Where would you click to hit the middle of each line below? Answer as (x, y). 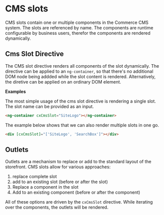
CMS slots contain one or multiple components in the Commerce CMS (77, 22)
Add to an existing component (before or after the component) (76, 193)
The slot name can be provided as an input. (50, 106)
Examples (16, 91)
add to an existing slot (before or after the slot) (60, 182)
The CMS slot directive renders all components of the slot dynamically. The (82, 66)
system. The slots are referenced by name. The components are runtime (79, 27)
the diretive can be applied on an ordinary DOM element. (63, 82)
